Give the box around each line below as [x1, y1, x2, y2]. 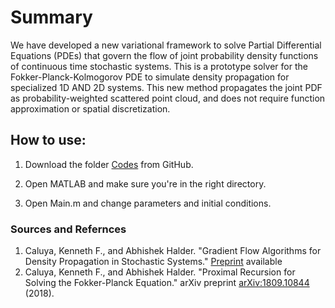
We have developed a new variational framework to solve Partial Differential [10, 39, 322, 51]
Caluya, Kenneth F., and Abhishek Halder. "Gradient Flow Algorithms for [24, 245, 322, 257]
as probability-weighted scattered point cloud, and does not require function [10, 92, 326, 104]
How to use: [10, 132, 87, 149]
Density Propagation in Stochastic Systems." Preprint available [24, 256, 283, 268]
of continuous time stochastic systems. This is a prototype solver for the [10, 60, 308, 72]
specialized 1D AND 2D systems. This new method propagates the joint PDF [10, 81, 323, 93]
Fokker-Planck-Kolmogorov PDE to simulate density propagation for [10, 71, 290, 83]
